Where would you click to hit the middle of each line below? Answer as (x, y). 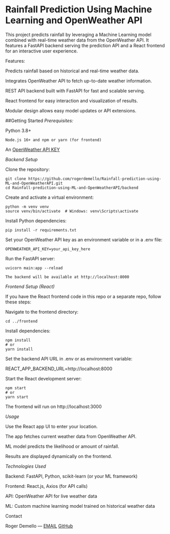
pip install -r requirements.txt (41, 230)
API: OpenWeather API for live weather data (51, 496)
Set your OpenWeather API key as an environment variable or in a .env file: (84, 239)
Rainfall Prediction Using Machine (79, 9)
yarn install (19, 349)
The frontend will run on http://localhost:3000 (54, 406)
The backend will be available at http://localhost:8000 (67, 277)
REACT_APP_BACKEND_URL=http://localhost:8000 (59, 369)
